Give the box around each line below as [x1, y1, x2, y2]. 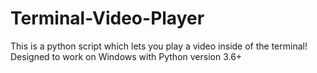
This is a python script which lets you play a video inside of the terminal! [10, 40, 308, 52]
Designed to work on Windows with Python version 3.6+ [10, 50, 243, 62]
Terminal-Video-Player [10, 7, 205, 30]
